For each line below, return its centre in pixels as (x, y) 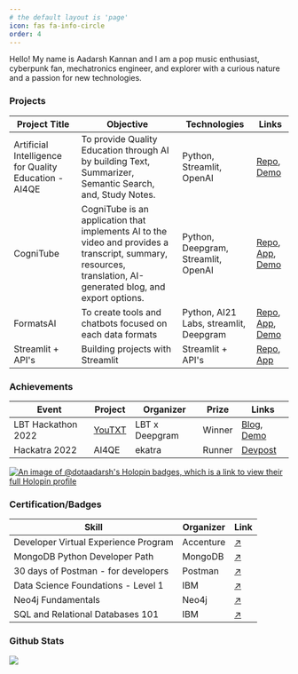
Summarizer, (108, 172)
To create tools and (122, 312)
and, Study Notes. (118, 194)
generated (103, 287)
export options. (113, 297)
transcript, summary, (125, 253)
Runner (218, 449)
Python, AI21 (209, 312)
